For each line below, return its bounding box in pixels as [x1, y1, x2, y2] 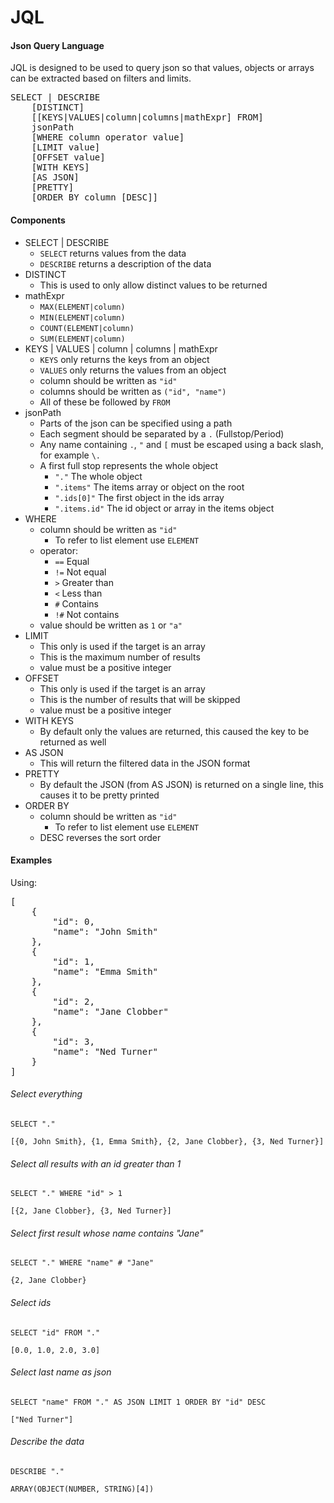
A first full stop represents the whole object [39, 459, 219, 471]
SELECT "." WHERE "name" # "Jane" [10, 1258, 155, 1268]
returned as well [39, 736, 107, 748]
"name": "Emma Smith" [52, 966, 159, 977]
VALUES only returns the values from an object [39, 364, 227, 376]
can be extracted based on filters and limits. [10, 72, 192, 85]
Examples [10, 854, 53, 866]
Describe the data [10, 1436, 85, 1448]
